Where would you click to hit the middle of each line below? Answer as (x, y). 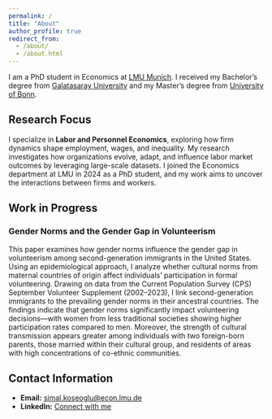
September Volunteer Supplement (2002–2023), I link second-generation (131, 292)
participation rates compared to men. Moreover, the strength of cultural (128, 327)
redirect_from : (34, 39)
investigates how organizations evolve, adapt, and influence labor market (131, 156)
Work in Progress (53, 208)
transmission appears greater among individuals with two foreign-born (127, 335)
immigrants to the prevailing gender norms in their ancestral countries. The (134, 301)
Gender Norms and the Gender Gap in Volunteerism (112, 231)
